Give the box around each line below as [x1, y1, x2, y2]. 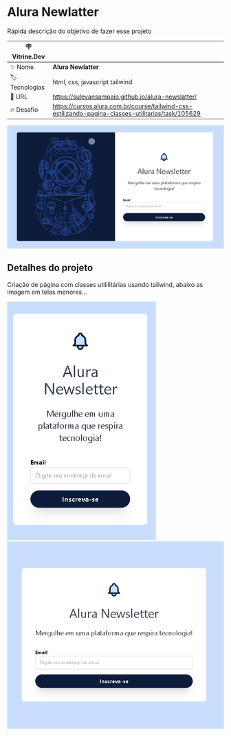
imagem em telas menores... [7, 288, 87, 296]
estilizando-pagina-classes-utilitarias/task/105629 [52, 110, 201, 118]
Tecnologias [10, 83, 45, 91]
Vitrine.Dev [12, 52, 45, 61]
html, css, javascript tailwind [52, 77, 133, 86]
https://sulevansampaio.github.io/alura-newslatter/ [52, 92, 197, 101]
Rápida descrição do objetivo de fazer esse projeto [7, 27, 152, 35]
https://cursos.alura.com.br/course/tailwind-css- [52, 102, 193, 110]
